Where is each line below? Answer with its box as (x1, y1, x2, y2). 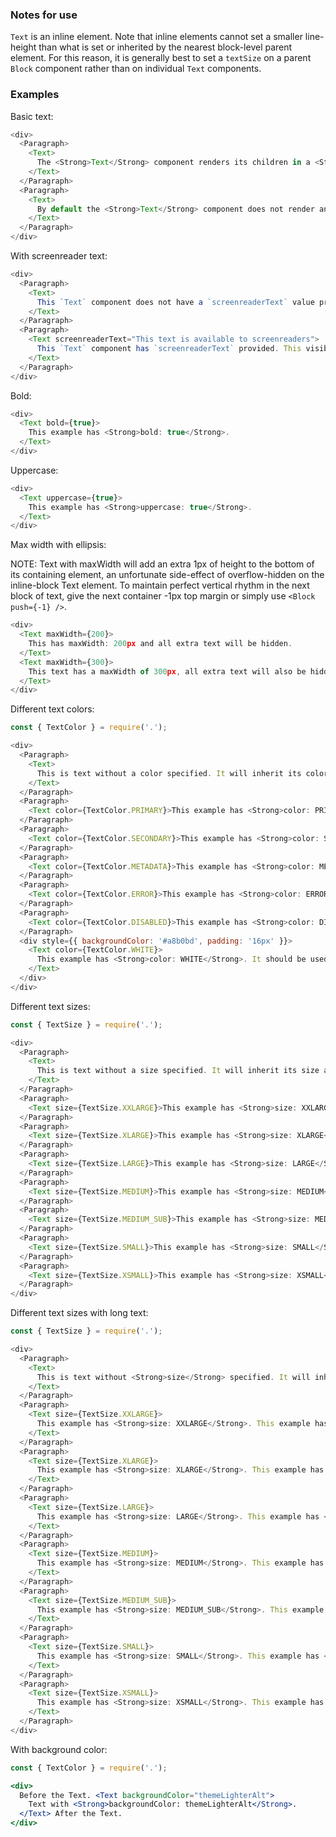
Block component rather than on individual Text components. (10, 63, 262, 75)
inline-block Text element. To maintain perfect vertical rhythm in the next (10, 579, 310, 592)
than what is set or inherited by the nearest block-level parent (38, 41, 293, 53)
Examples (10, 88, 60, 102)
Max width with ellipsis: (10, 539, 107, 551)
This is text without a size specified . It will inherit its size (36, 1066, 320, 1076)
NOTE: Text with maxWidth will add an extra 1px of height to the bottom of (10, 558, 315, 570)
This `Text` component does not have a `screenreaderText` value (36, 297, 315, 307)
